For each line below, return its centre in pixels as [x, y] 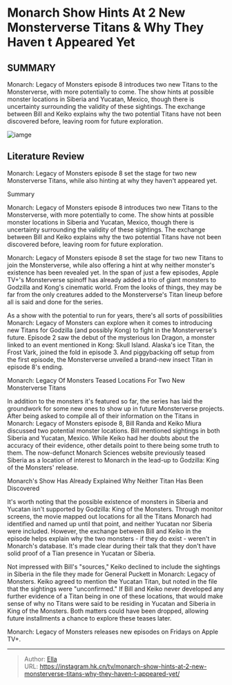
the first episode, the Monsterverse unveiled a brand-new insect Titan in [110, 359]
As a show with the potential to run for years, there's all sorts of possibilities [115, 315]
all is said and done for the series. [55, 302]
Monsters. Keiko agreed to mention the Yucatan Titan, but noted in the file [112, 581]
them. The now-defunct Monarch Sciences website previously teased [106, 453]
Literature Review [46, 156]
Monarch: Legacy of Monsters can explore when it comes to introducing [110, 322]
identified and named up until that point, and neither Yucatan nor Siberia [110, 523]
